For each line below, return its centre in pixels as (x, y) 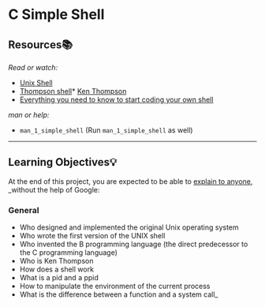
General (24, 210)
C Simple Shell (56, 15)
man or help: (29, 115)
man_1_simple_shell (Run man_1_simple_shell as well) (106, 130)
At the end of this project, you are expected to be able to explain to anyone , (131, 181)
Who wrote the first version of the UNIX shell (92, 236)
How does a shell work (57, 269)
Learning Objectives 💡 (63, 162)
